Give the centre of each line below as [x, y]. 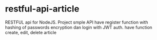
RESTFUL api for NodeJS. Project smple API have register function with [77, 22]
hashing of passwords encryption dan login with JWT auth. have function [79, 27]
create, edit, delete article [31, 32]
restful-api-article [42, 9]
